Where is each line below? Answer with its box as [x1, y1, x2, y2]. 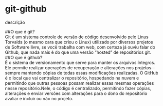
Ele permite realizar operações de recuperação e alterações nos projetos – [5, 64, 155, 71]
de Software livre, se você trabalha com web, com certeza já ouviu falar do [5, 44, 156, 50]
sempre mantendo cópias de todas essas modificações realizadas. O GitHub [5, 70, 159, 76]
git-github [5, 3, 47, 15]
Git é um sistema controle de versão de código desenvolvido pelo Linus [5, 34, 148, 40]
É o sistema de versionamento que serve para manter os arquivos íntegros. [5, 60, 156, 65]
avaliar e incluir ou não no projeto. [5, 95, 73, 101]
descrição [5, 19, 25, 25]
